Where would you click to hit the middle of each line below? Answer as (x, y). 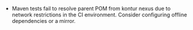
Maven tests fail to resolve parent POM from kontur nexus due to (91, 9)
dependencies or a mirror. (43, 21)
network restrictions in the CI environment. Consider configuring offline (99, 15)
